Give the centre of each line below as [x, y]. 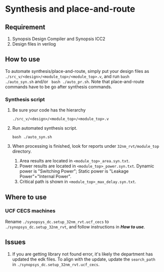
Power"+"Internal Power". [46, 177]
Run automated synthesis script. [45, 128]
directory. [22, 151]
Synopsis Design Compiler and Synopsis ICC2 [59, 39]
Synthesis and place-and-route [70, 9]
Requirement [25, 27]
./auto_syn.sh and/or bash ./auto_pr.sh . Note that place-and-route [75, 81]
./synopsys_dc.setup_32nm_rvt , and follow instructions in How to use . [75, 227]
